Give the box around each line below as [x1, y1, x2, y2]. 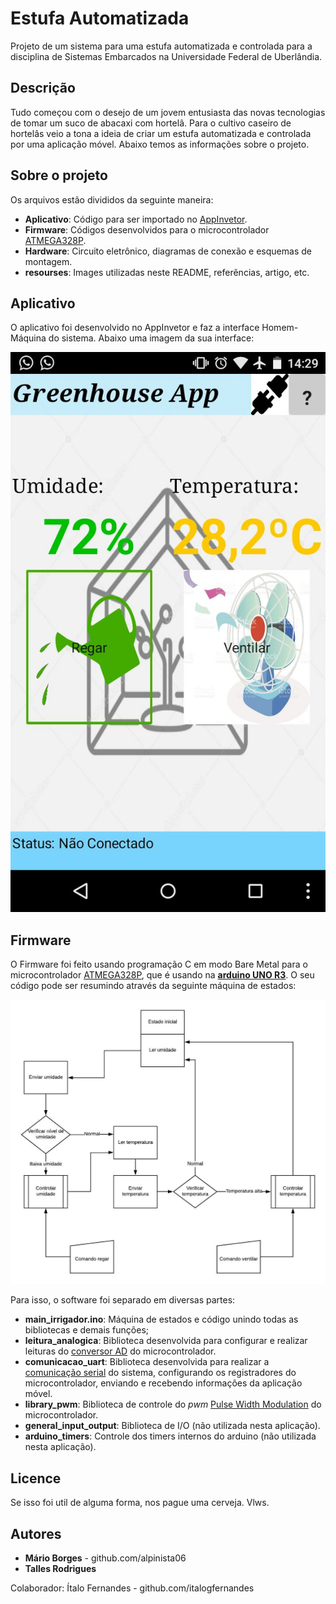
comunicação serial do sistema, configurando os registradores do [24, 1367, 297, 1379]
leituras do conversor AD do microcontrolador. [24, 1345, 217, 1357]
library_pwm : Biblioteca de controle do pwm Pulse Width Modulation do [24, 1398, 322, 1411]
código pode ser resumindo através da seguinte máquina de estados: [10, 980, 297, 992]
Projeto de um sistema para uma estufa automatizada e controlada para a [10, 40, 313, 52]
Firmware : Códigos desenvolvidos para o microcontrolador [24, 223, 270, 236]
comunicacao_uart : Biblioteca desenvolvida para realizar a [24, 1356, 270, 1368]
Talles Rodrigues [24, 1563, 97, 1575]
